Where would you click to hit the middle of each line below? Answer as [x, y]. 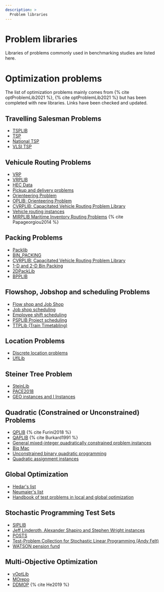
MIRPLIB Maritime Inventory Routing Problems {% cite [68, 217]
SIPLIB [19, 525]
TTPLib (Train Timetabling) [40, 325]
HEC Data [22, 185]
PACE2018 [23, 391]
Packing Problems [34, 238]
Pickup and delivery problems [43, 190]
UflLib [18, 358]
